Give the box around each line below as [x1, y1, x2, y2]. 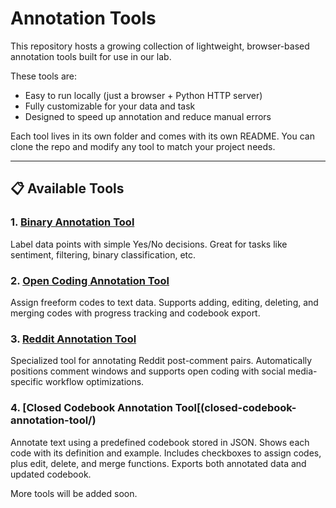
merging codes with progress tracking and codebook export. [10, 307, 261, 319]
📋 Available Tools [10, 180, 125, 197]
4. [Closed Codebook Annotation [10, 401, 173, 415]
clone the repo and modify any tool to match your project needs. [10, 140, 276, 152]
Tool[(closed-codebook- [174, 401, 297, 415]
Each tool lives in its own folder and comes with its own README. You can [10, 130, 315, 142]
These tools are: [10, 70, 78, 82]
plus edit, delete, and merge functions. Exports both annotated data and [10, 457, 307, 469]
